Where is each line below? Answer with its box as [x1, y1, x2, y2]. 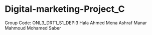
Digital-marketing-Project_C [5, 3, 125, 15]
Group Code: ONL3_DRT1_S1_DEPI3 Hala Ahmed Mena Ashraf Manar [5, 20, 147, 26]
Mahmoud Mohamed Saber [5, 25, 61, 31]
